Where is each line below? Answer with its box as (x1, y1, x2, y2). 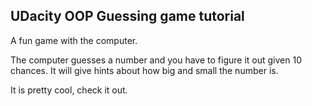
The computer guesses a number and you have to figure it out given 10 (10, 54, 302, 66)
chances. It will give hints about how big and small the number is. (10, 64, 279, 76)
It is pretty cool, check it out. (10, 84, 128, 96)
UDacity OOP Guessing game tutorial (10, 8, 245, 25)
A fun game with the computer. (10, 34, 138, 46)
